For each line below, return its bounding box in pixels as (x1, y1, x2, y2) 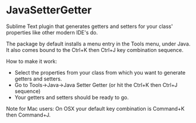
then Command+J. (6, 111, 51, 118)
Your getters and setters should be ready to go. (14, 94, 129, 101)
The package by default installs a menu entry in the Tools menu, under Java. (6, 40, 191, 47)
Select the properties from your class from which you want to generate (14, 69, 186, 76)
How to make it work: (6, 58, 57, 65)
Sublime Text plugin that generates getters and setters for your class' (6, 23, 173, 30)
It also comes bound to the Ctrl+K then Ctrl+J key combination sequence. (6, 46, 184, 53)
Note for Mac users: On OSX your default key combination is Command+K (6, 105, 185, 112)
